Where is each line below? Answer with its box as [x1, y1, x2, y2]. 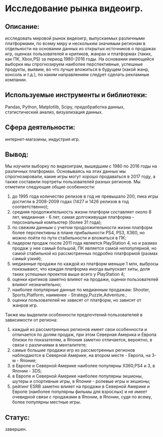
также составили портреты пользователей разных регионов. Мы [5, 179, 141, 185]
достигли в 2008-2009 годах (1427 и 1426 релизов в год [12, 199, 129, 205]
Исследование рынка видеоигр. [5, 3, 144, 14]
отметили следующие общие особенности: [5, 184, 95, 190]
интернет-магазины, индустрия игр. [5, 136, 80, 142]
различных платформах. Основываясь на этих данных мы [5, 168, 126, 174]
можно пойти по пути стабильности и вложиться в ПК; [12, 235, 127, 241]
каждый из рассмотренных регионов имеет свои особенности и [12, 327, 147, 333]
